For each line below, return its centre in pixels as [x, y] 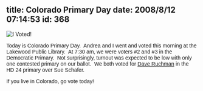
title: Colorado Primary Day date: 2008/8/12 [91, 10]
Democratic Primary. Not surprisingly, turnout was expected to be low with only [99, 58]
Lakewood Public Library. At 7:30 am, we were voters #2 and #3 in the [89, 52]
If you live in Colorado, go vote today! [50, 81]
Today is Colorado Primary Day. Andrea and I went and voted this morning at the [101, 45]
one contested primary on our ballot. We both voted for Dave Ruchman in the [98, 64]
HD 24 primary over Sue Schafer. [46, 70]
